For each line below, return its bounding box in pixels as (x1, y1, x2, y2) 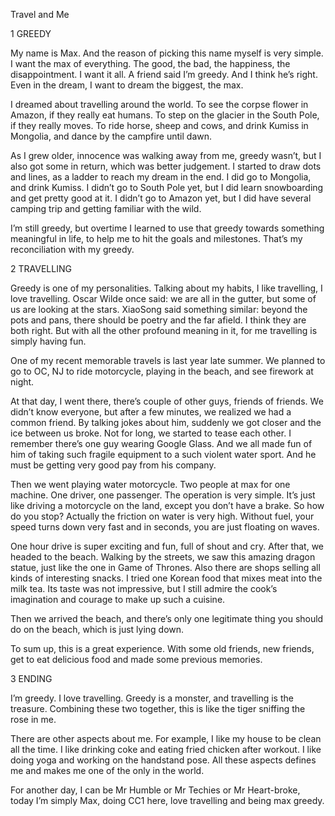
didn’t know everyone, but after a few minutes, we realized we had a (10, 406, 292, 418)
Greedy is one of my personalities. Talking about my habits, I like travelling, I (10, 282, 323, 294)
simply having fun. (10, 335, 87, 347)
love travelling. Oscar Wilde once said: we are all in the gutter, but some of (10, 293, 317, 304)
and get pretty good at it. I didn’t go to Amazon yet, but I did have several (10, 192, 312, 204)
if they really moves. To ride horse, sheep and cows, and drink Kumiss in (10, 120, 309, 131)
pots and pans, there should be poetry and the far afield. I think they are (10, 314, 307, 326)
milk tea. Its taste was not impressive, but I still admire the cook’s (10, 583, 278, 594)
